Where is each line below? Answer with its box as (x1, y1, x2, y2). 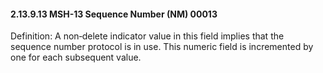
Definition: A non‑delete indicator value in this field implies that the (10, 30, 285, 42)
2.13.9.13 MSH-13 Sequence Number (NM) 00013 (10, 8, 218, 20)
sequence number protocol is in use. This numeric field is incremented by (10, 41, 314, 53)
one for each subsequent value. (10, 51, 142, 64)
